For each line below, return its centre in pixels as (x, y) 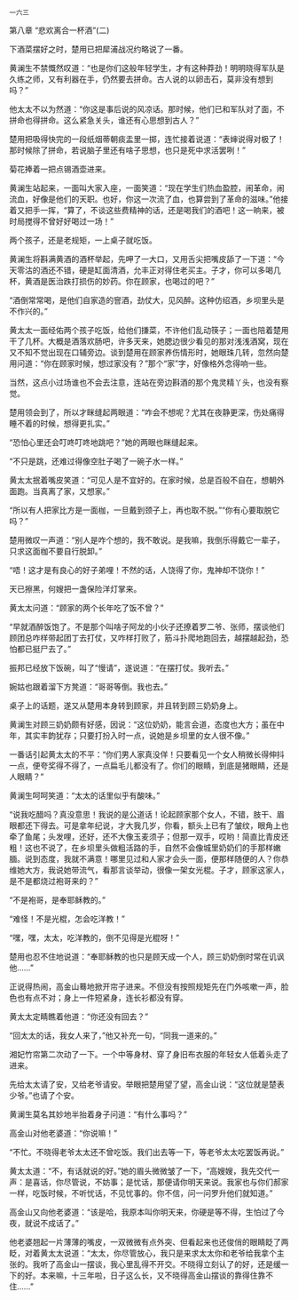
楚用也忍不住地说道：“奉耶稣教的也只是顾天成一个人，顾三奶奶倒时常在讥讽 (147, 957)
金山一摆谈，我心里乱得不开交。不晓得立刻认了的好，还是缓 (172, 1264)
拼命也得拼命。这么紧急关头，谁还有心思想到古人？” (104, 120)
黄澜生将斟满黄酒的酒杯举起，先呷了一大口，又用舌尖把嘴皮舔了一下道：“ (143, 259)
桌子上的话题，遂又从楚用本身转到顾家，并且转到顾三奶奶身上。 (125, 706)
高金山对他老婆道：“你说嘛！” (63, 1133)
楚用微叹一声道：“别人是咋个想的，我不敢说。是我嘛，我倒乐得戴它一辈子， (147, 540)
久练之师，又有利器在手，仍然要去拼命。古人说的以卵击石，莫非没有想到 (141, 79)
